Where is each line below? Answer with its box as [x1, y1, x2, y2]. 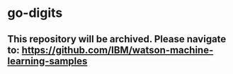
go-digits [7, 5, 63, 21]
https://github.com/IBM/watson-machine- [21, 44, 214, 56]
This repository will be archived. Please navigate [7, 33, 227, 45]
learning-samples [7, 55, 88, 67]
